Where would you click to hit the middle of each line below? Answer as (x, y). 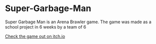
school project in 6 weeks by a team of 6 (46, 27)
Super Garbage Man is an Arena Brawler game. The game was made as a (78, 22)
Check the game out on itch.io (35, 36)
